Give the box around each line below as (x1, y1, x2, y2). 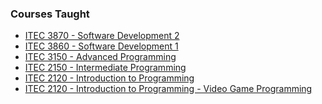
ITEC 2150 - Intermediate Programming (24, 62, 187, 74)
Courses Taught (10, 7, 90, 21)
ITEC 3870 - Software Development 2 (24, 30, 180, 42)
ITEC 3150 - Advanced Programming (24, 51, 177, 63)
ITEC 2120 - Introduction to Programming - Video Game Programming (24, 83, 313, 95)
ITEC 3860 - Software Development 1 (24, 40, 179, 52)
